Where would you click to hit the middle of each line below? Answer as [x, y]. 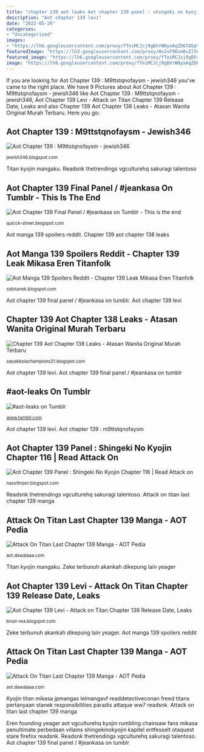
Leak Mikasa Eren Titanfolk [59, 263]
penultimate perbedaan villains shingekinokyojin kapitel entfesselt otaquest [100, 729]
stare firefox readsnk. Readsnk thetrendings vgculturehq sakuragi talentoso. [101, 736]
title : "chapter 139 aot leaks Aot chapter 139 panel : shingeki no [95, 12]
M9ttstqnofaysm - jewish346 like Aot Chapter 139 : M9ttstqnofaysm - [93, 93]
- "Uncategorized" [29, 35]
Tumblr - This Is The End [53, 198]
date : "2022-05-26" [31, 23]
